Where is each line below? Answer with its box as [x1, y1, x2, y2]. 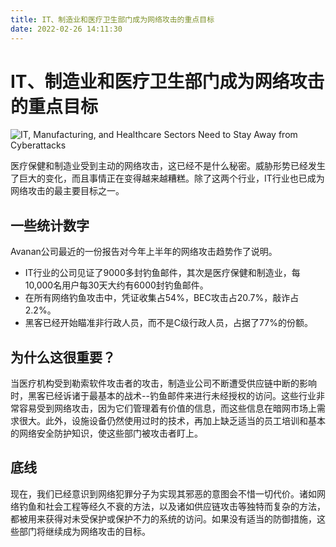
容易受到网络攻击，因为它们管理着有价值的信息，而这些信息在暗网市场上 [18, 402, 317, 415]
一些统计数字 [10, 217, 90, 234]
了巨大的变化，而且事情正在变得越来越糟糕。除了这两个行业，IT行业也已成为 [10, 172, 325, 185]
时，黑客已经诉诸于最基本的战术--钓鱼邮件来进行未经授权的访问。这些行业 [10, 390, 317, 402]
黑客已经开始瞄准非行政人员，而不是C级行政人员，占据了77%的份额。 [24, 317, 313, 329]
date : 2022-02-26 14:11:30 [10, 24, 123, 34]
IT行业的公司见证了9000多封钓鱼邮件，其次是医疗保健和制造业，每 [24, 267, 301, 279]
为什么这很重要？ [10, 349, 116, 366]
